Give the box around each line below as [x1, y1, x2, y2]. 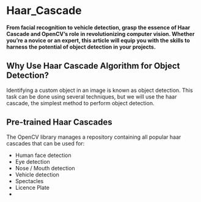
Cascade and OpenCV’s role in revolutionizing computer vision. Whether [6, 30, 195, 37]
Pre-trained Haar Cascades [6, 117, 112, 128]
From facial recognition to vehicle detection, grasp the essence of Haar [6, 24, 191, 31]
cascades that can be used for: [6, 139, 85, 147]
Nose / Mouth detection [15, 164, 75, 172]
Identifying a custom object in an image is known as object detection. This [6, 86, 194, 94]
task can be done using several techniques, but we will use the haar [6, 92, 177, 100]
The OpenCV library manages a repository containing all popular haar [6, 133, 181, 141]
